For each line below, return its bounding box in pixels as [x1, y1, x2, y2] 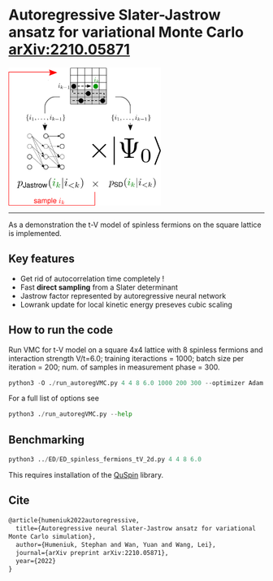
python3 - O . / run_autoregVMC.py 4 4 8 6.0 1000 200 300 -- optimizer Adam [8, 378, 264, 387]
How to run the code [8, 323, 114, 337]
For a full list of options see [8, 393, 100, 404]
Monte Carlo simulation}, [8, 532, 96, 540]
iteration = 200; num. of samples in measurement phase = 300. [8, 362, 221, 372]
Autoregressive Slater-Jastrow [8, 6, 221, 24]
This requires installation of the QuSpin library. [8, 470, 164, 479]
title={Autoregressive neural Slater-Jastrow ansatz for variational [15, 524, 256, 532]
